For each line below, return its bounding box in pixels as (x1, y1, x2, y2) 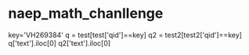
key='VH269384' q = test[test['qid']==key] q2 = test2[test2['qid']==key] (8, 30, 243, 40)
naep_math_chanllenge (8, 5, 164, 22)
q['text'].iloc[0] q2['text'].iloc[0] (8, 38, 111, 47)
